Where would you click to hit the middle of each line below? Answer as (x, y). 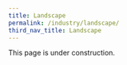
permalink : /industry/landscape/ (64, 23)
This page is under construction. (62, 53)
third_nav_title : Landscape (55, 30)
